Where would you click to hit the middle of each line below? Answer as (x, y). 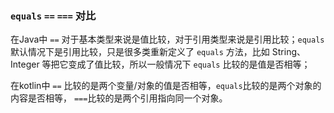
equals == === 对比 (53, 15)
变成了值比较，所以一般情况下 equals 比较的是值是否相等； (189, 64)
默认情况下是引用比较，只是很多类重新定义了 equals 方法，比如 (140, 52)
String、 (288, 52)
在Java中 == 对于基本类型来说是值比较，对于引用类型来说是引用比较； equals (167, 39)
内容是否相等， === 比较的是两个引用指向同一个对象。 (119, 98)
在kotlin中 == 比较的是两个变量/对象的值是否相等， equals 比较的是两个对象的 (166, 86)
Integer (25, 64)
